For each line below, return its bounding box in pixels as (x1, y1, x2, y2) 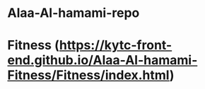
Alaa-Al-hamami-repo (7, 5, 140, 21)
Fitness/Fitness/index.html (7, 67, 170, 83)
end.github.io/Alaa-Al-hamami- (7, 52, 198, 69)
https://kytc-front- (59, 37, 172, 54)
